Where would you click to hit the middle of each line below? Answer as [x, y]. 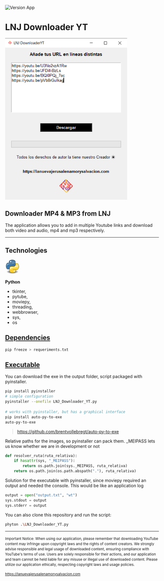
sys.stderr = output [26, 505]
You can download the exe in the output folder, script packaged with [74, 377]
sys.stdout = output [26, 500]
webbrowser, [25, 312]
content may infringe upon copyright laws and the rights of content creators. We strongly [80, 544]
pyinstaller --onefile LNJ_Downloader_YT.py [51, 402]
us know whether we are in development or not [52, 446]
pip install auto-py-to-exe [34, 417]
